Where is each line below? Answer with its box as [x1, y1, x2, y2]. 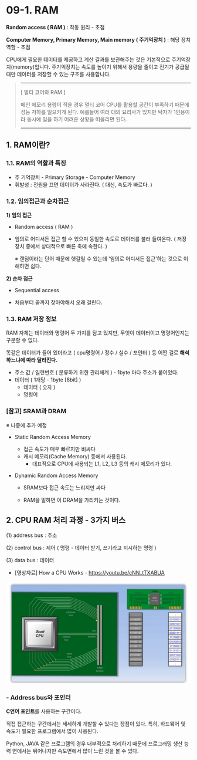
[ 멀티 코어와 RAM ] [20, 89, 66, 96]
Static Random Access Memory [14, 433, 91, 440]
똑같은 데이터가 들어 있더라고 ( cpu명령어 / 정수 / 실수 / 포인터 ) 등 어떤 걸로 [6, 349, 179, 356]
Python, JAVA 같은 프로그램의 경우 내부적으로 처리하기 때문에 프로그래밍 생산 [6, 740, 183, 747]
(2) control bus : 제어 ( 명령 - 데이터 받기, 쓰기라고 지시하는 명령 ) [6, 544, 157, 552]
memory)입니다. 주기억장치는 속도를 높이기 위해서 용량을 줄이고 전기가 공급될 [12, 63, 189, 70]
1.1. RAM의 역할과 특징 [6, 159, 66, 167]
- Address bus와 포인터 [6, 693, 71, 701]
